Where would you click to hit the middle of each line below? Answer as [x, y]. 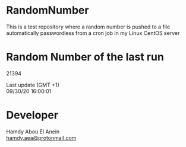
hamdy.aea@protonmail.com [41, 138]
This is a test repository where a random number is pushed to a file [88, 27]
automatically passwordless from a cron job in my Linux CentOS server [93, 33]
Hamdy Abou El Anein [33, 132]
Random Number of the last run [85, 57]
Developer [32, 115]
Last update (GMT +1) [33, 85]
